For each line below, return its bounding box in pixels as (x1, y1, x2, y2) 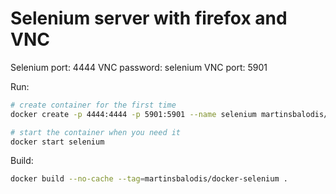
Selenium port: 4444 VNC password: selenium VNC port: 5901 (10, 61, 268, 73)
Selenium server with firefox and (10, 7, 288, 30)
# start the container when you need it (10, 127, 182, 137)
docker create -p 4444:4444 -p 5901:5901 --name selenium (10, 109, 257, 119)
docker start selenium (10, 137, 105, 147)
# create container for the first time (10, 100, 177, 110)
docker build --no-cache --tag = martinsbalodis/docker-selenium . (10, 174, 288, 184)
